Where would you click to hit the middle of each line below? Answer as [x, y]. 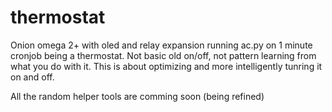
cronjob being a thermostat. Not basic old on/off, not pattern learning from [163, 55]
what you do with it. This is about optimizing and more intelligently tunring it [166, 66]
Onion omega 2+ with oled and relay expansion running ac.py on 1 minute [161, 45]
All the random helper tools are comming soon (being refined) [137, 96]
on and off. [32, 77]
